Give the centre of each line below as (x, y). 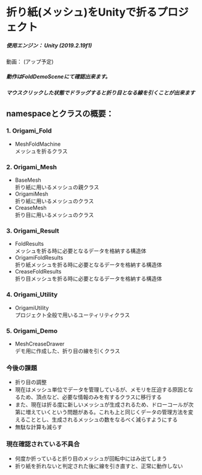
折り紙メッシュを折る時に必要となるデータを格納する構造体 (88, 265)
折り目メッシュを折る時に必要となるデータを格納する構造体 (88, 279)
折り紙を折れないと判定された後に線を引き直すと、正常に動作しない (99, 466)
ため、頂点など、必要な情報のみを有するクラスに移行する (91, 397)
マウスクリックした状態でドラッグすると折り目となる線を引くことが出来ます (101, 93)
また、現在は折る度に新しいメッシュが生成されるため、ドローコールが (102, 405)
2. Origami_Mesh (31, 167)
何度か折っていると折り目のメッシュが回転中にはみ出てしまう (91, 458)
